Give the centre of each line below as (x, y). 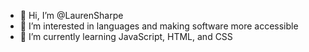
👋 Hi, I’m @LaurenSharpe (71, 15)
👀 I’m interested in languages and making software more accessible (159, 26)
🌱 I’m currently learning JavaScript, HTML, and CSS (126, 36)
